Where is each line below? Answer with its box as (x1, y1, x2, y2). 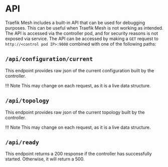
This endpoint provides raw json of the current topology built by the (5, 109, 145, 115)
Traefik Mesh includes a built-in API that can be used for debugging (5, 20, 145, 26)
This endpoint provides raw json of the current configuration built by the (5, 67, 154, 73)
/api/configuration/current (5, 56, 93, 63)
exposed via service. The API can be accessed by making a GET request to (5, 36, 159, 42)
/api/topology (5, 97, 49, 104)
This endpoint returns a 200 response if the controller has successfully (5, 151, 152, 157)
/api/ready (5, 138, 39, 146)
